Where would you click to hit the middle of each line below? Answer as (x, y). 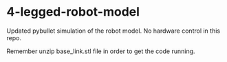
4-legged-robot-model (73, 12)
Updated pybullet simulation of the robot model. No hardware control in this (113, 31)
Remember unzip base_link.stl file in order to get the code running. (101, 51)
